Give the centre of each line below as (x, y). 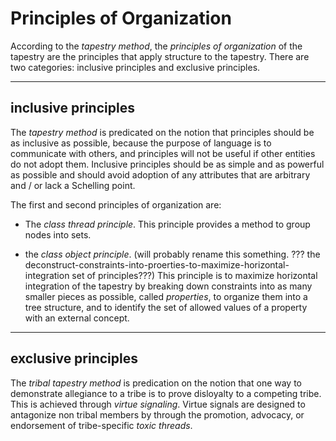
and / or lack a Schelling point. (73, 185)
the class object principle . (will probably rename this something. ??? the (172, 254)
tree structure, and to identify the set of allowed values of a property (166, 307)
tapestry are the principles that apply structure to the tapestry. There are (160, 56)
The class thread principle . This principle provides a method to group (167, 224)
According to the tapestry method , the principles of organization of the (156, 46)
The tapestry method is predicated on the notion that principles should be (162, 132)
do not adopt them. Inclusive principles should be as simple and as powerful (167, 164)
